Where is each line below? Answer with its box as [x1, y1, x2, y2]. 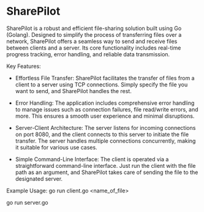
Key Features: [6, 62, 41, 70]
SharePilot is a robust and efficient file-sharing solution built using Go [6, 25, 182, 32]
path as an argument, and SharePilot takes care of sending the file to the [15, 168, 198, 176]
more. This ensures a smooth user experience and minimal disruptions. [15, 112, 195, 119]
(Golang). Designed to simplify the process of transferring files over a [6, 31, 182, 38]
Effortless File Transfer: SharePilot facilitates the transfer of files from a [15, 74, 195, 81]
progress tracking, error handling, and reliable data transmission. [6, 50, 170, 58]
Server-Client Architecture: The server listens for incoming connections [15, 124, 196, 131]
